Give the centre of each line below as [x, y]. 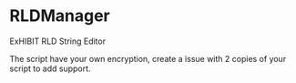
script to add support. [50, 68]
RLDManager [60, 16]
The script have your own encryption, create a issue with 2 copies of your [148, 58]
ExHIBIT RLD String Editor [58, 41]
